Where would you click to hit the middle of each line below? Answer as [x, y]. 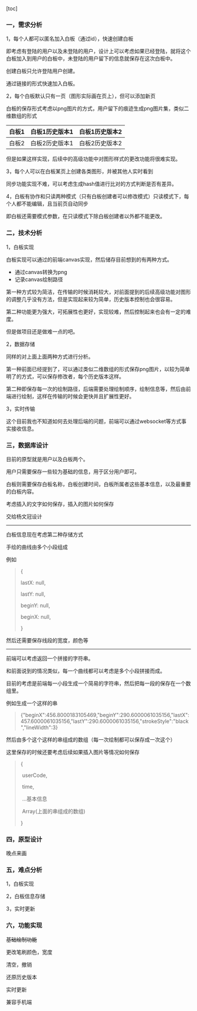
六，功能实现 [24, 926]
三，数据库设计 [27, 445]
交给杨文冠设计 [24, 516]
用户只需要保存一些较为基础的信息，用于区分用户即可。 [73, 471]
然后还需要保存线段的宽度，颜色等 [47, 640]
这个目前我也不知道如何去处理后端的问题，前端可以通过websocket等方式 [94, 421]
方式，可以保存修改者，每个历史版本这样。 [73, 376]
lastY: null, [33, 594]
